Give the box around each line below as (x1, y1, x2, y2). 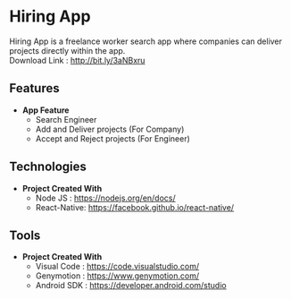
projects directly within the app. (9, 45, 126, 56)
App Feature (21, 105, 70, 115)
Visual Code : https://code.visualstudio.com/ (35, 261, 199, 272)
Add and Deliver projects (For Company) (35, 124, 185, 134)
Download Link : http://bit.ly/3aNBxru (9, 55, 145, 65)
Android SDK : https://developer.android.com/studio (35, 280, 227, 291)
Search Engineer (35, 114, 97, 124)
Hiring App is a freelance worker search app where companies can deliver (9, 36, 283, 47)
